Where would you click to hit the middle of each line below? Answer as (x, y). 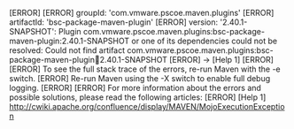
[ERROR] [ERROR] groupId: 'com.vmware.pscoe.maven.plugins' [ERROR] (142, 13)
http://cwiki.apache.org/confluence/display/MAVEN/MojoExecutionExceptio (147, 106)
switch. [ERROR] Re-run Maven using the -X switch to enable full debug (140, 78)
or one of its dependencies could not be (204, 41)
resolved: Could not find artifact (67, 50)
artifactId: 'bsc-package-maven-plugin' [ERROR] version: (114, 22)
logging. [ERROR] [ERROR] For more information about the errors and (135, 88)
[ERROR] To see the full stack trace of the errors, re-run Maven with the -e (145, 69)
